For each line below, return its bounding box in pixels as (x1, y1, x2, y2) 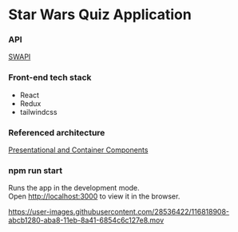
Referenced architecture (8, 127, 105, 138)
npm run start (8, 165, 62, 176)
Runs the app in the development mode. (8, 183, 140, 193)
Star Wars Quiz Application (8, 6, 192, 24)
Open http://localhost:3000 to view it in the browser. (8, 191, 180, 201)
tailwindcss (19, 107, 58, 116)
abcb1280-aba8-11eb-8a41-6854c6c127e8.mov (8, 215, 165, 225)
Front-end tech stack (8, 72, 92, 83)
